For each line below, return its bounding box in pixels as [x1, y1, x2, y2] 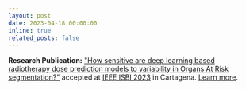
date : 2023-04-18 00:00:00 [8, 19, 98, 27]
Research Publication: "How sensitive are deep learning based [8, 56, 216, 65]
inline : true [8, 26, 52, 34]
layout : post [8, 11, 52, 20]
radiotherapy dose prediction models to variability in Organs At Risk [8, 65, 229, 74]
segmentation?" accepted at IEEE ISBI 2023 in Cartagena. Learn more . [8, 72, 238, 82]
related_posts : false [8, 33, 80, 42]
